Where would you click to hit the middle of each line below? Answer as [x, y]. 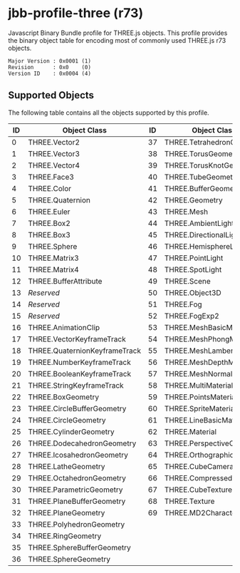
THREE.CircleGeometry [67, 420]
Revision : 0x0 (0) [50, 67]
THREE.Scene [187, 281]
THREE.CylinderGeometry [71, 431]
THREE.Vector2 [54, 142]
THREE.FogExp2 [192, 316]
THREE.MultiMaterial [199, 385]
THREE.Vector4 [54, 165]
